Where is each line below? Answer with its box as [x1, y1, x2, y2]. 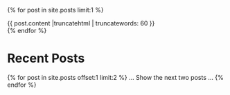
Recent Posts [7, 51, 85, 66]
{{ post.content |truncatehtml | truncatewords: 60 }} [7, 19, 155, 27]
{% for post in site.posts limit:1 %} [7, 6, 104, 14]
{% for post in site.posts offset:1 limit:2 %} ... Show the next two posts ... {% [7, 73, 224, 81]
